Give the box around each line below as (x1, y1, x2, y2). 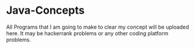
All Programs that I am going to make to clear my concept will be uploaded (6, 23, 190, 30)
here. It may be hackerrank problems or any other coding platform (6, 29, 169, 36)
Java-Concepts (6, 4, 85, 17)
